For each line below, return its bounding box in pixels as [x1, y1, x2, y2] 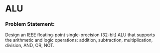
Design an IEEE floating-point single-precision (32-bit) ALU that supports [5, 32, 156, 38]
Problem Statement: [5, 21, 55, 28]
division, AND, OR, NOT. [5, 43, 55, 49]
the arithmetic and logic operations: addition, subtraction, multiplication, [5, 37, 153, 43]
